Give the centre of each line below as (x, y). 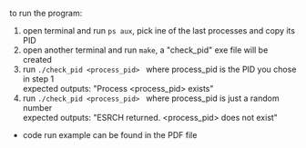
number (37, 108)
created (37, 59)
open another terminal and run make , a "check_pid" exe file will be (145, 50)
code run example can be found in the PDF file (110, 135)
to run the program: (46, 13)
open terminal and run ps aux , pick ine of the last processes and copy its (159, 30)
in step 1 (38, 79)
